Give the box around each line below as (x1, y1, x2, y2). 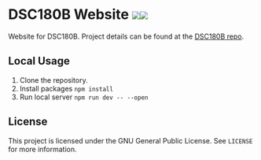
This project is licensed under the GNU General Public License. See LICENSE (8, 136, 253, 145)
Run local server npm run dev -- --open (19, 92, 149, 102)
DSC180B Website (8, 6, 130, 24)
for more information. (8, 144, 77, 154)
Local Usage (8, 54, 71, 68)
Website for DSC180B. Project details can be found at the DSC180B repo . (8, 32, 244, 41)
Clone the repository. (19, 75, 88, 84)
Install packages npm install (19, 84, 114, 93)
